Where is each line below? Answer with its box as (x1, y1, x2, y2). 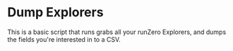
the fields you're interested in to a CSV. (7, 35, 121, 43)
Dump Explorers (7, 4, 104, 21)
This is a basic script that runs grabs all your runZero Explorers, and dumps (7, 28, 227, 36)
